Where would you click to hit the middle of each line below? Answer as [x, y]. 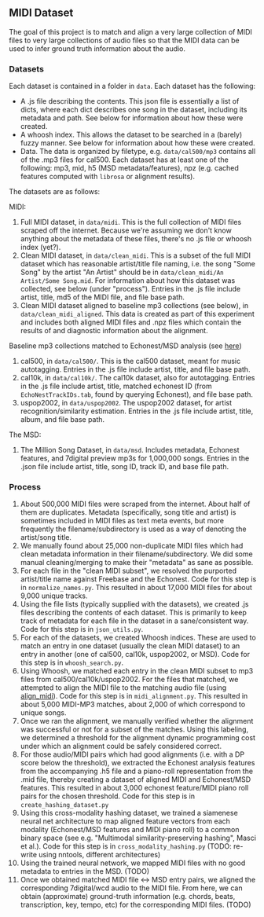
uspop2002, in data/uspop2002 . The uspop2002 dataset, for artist [126, 403]
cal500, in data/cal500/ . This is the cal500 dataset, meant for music [130, 361]
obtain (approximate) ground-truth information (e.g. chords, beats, [128, 897]
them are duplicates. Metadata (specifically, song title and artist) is [128, 512]
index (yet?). [40, 248]
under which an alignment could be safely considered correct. [121, 746]
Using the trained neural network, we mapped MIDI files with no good [133, 863]
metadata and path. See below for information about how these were [132, 118]
